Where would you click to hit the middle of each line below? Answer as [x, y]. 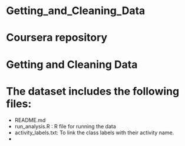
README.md [30, 120]
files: [19, 103]
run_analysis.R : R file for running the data [65, 126]
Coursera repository [57, 38]
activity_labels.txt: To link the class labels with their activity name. [94, 133]
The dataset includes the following [93, 91]
